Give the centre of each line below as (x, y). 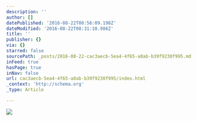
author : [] (20, 17)
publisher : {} (24, 40)
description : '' (26, 12)
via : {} (16, 46)
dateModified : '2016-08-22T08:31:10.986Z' (60, 28)
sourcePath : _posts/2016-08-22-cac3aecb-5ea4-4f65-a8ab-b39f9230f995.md (99, 56)
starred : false (25, 51)
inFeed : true (22, 62)
